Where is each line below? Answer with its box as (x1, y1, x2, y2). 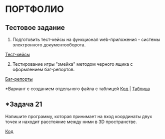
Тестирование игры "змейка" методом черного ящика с (12, 61, 133, 67)
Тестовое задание (5, 23, 65, 32)
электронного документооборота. (12, 42, 86, 48)
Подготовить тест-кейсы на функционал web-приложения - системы (12, 36, 160, 42)
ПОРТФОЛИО (5, 3, 64, 15)
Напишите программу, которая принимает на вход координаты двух (5, 113, 152, 119)
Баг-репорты (5, 76, 33, 82)
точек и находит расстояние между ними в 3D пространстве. (5, 119, 137, 125)
